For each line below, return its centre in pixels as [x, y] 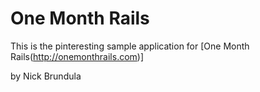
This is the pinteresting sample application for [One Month [130, 46]
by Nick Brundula [46, 76]
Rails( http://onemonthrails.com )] [77, 56]
